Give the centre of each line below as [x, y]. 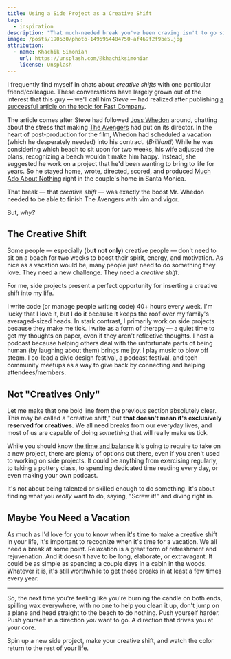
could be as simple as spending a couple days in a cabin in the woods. [107, 564]
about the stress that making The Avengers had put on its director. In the [110, 127]
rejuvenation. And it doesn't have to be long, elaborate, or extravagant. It [110, 556]
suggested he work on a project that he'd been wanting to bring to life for [111, 163]
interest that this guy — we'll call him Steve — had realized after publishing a [115, 99]
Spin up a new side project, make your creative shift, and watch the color [111, 641]
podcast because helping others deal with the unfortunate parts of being [110, 343]
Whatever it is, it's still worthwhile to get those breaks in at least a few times [114, 571]
